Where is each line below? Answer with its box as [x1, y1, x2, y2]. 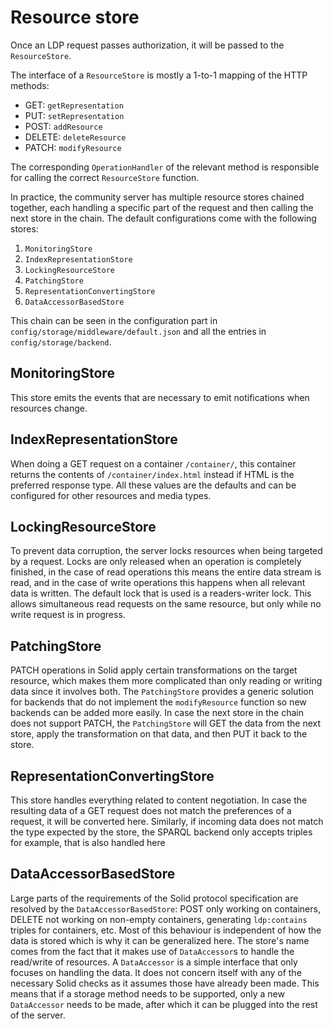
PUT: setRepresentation [24, 109, 125, 121]
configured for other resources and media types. [10, 489, 212, 501]
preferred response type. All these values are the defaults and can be [10, 479, 297, 491]
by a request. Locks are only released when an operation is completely [10, 556, 302, 568]
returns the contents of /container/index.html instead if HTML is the [10, 468, 295, 480]
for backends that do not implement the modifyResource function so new [10, 696, 307, 708]
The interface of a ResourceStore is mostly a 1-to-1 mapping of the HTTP [10, 69, 308, 81]
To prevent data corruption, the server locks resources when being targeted [10, 545, 323, 557]
